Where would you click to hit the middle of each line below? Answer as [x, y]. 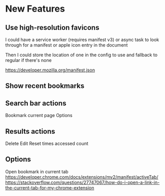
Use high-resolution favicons [52, 28]
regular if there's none [28, 60]
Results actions [30, 131]
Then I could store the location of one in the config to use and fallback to [81, 55]
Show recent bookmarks [45, 86]
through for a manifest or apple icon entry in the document [67, 45]
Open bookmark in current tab [37, 171]
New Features [35, 9]
